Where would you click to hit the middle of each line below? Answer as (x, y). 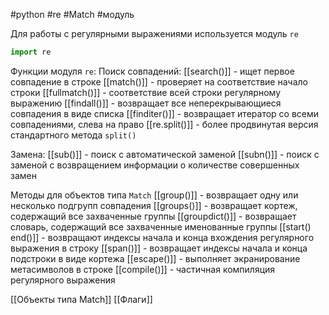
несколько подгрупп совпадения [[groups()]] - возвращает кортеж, (154, 205)
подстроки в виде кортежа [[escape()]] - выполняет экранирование (155, 258)
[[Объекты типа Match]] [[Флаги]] (81, 299)
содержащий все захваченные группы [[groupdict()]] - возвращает (153, 216)
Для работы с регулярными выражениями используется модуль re (154, 33)
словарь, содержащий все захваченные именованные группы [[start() (161, 226)
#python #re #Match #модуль (72, 14)
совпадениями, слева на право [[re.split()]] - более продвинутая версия (164, 124)
